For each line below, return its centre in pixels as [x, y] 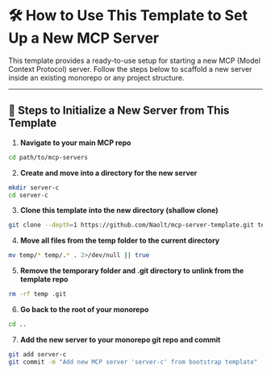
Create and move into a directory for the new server [108, 172]
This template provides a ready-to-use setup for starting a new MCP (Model [134, 60]
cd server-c [28, 195]
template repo [44, 280]
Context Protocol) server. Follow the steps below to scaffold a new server [130, 69]
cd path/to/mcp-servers [48, 157]
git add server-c [38, 354]
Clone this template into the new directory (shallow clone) [119, 210]
